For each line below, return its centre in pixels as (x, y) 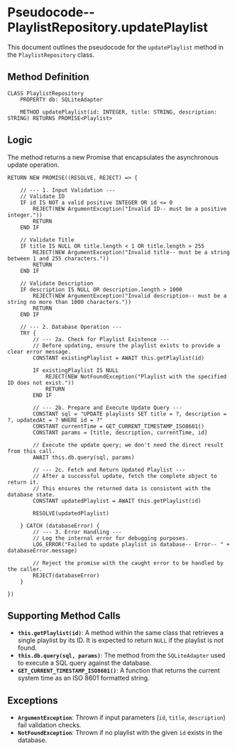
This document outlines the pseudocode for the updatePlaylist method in (116, 47)
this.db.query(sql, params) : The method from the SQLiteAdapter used (121, 656)
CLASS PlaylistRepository (45, 93)
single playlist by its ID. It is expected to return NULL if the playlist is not (120, 641)
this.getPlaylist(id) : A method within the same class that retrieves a (121, 633)
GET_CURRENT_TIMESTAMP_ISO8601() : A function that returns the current (118, 670)
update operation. (33, 165)
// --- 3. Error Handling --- (77, 532)
